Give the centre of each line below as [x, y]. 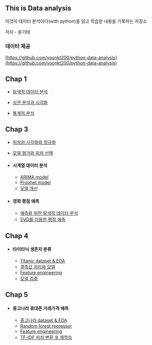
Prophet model [35, 182]
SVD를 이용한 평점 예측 [43, 220]
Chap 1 [16, 79]
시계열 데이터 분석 [30, 165]
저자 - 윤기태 [18, 32]
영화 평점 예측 [26, 201]
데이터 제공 [18, 46]
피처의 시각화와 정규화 [34, 142]
